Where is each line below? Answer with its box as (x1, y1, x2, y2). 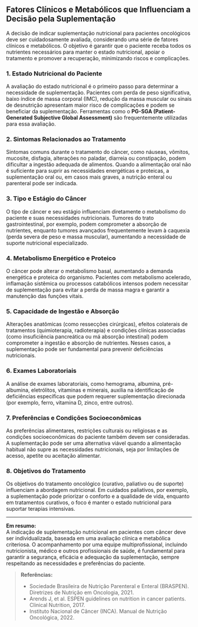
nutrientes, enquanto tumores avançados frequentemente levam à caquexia (6, 226, 190, 234)
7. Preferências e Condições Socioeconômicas (6, 413, 141, 422)
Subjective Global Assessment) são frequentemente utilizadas (34, 114, 187, 122)
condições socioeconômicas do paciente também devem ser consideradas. (6, 433, 190, 440)
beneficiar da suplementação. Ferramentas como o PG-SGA (6, 108, 153, 115)
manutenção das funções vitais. (6, 293, 84, 300)
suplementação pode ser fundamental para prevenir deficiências (6, 346, 163, 353)
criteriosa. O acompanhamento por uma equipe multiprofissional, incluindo (6, 541, 187, 548)
